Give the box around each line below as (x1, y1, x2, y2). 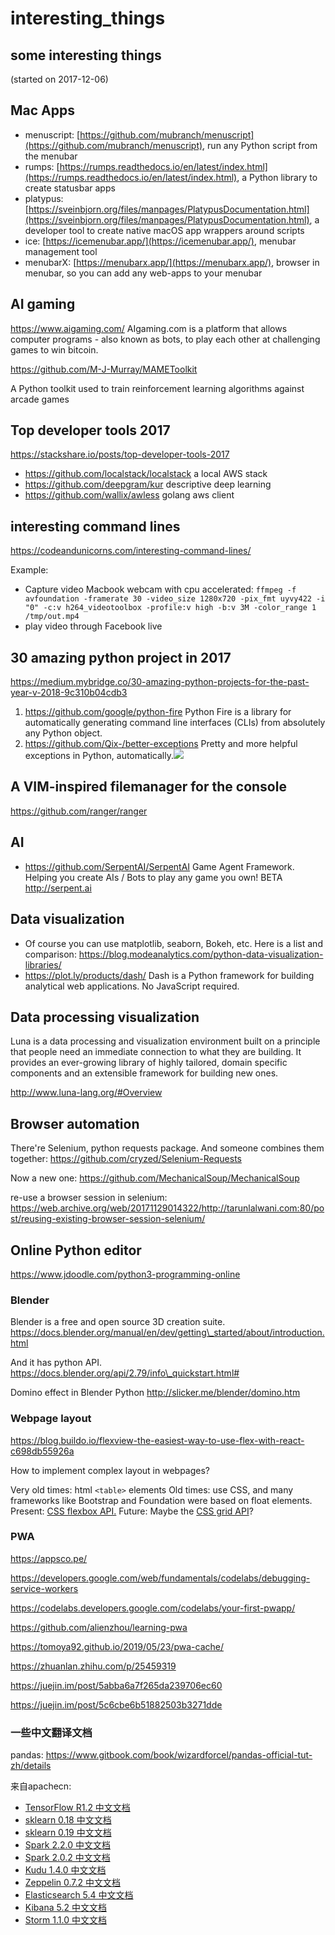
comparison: (24, 948, 77, 960)
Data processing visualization (10, 1008, 200, 1026)
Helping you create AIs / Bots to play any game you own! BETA (24, 871, 283, 883)
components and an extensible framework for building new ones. (10, 1067, 279, 1079)
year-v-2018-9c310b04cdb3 (10, 687, 128, 699)
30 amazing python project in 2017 (10, 649, 232, 666)
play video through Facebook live (24, 620, 163, 632)
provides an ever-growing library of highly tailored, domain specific (10, 1057, 288, 1069)
